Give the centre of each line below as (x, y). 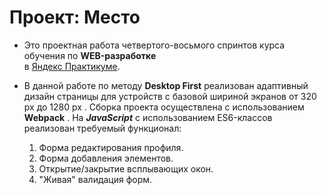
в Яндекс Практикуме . (72, 66)
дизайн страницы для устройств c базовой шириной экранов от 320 (170, 96)
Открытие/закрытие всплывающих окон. (126, 168)
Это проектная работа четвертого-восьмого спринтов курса (154, 45)
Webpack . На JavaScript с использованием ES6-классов (148, 117)
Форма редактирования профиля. (111, 147)
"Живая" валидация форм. (95, 179)
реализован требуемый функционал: (102, 128)
